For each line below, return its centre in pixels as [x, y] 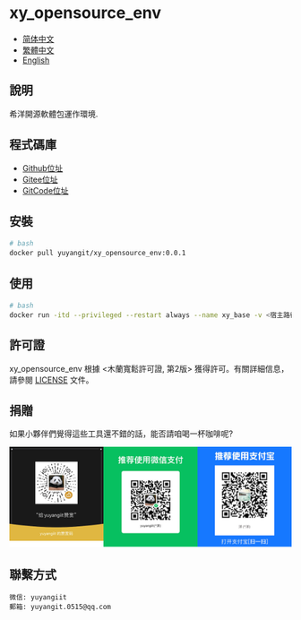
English [36, 60]
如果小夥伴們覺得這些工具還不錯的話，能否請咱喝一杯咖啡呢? [121, 434]
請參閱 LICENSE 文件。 [52, 380]
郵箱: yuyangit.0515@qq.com [60, 607]
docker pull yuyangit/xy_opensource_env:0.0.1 [98, 254]
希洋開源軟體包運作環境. [54, 114]
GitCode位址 [45, 190]
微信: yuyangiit [38, 598]
